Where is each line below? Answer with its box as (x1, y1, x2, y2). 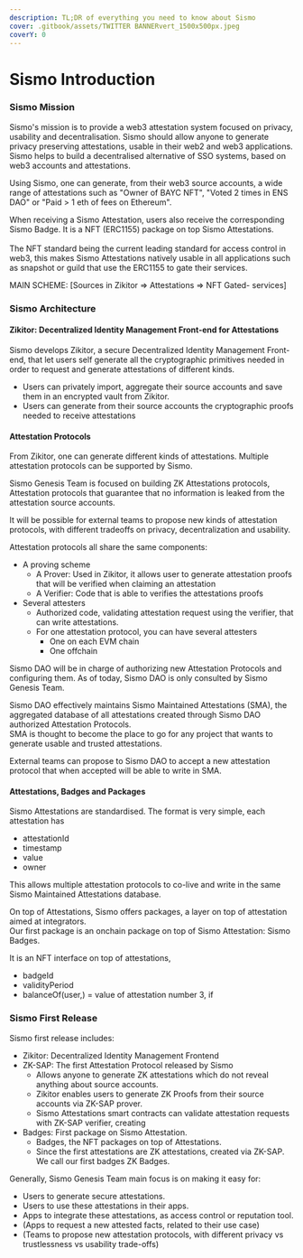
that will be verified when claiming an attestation (35, 579, 216, 590)
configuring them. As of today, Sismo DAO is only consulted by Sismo (9, 673, 268, 684)
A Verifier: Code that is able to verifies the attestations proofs (35, 588, 264, 599)
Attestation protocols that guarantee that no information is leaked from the (9, 488, 286, 499)
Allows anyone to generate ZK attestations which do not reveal (35, 1069, 269, 1080)
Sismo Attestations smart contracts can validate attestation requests (35, 1107, 290, 1118)
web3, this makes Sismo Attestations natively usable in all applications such (9, 252, 291, 263)
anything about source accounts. (35, 1078, 160, 1089)
